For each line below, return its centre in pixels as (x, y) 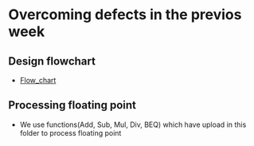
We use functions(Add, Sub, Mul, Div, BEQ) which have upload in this (133, 124)
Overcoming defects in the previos (125, 15)
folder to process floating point (70, 132)
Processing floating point (72, 105)
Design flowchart (52, 61)
